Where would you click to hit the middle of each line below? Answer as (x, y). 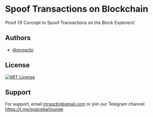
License (17, 65)
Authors (18, 38)
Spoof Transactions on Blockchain (77, 9)
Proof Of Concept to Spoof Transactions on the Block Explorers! (70, 23)
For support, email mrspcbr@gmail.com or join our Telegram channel (75, 104)
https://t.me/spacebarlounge (34, 109)
